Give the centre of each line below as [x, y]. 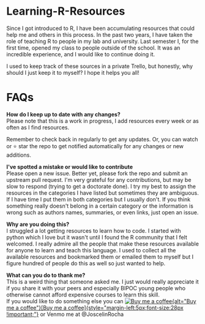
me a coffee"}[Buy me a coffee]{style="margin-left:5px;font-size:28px [95, 307]
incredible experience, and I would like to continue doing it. [81, 54]
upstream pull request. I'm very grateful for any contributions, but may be [99, 179]
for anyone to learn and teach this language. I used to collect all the [91, 250]
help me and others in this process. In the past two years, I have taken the [99, 34]
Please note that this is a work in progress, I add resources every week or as [102, 121]
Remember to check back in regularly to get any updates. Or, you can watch [102, 139]
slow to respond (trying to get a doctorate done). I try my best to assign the [101, 186]
